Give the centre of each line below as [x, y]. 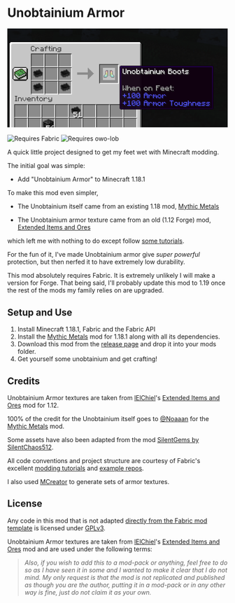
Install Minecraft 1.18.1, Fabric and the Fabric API [86, 329]
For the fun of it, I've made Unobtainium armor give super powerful [104, 255]
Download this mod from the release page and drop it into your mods [117, 344]
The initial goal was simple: [46, 166]
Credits [24, 381]
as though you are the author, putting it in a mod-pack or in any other [125, 585]
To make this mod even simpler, [53, 193]
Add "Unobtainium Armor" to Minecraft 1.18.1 [81, 179]
